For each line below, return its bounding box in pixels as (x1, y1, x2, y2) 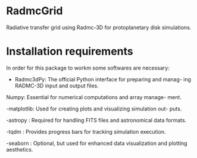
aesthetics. (6, 146, 33, 153)
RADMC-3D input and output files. (14, 82, 99, 89)
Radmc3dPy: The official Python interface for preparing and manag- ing (14, 75, 192, 83)
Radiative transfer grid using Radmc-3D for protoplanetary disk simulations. (6, 24, 192, 31)
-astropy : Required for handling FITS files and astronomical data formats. (6, 116, 187, 124)
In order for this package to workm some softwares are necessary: (6, 64, 170, 71)
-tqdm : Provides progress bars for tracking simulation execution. (6, 128, 166, 135)
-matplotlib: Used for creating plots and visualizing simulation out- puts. (6, 105, 182, 112)
